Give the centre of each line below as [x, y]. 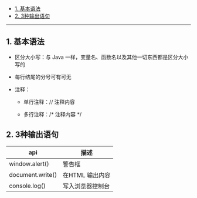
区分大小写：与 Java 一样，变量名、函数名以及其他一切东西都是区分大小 [101, 57]
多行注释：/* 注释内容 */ [52, 114]
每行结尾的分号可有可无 [43, 77]
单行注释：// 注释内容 [49, 102]
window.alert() [29, 163]
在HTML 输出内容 [86, 175]
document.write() [33, 174]
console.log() [27, 186]
